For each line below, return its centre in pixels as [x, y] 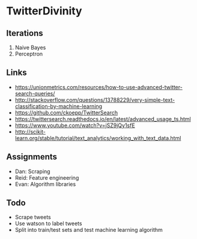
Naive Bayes [30, 47]
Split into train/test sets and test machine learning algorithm [89, 230]
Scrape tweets [33, 217]
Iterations [25, 33]
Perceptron [29, 54]
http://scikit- [30, 131]
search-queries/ [35, 93]
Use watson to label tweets [48, 223]
